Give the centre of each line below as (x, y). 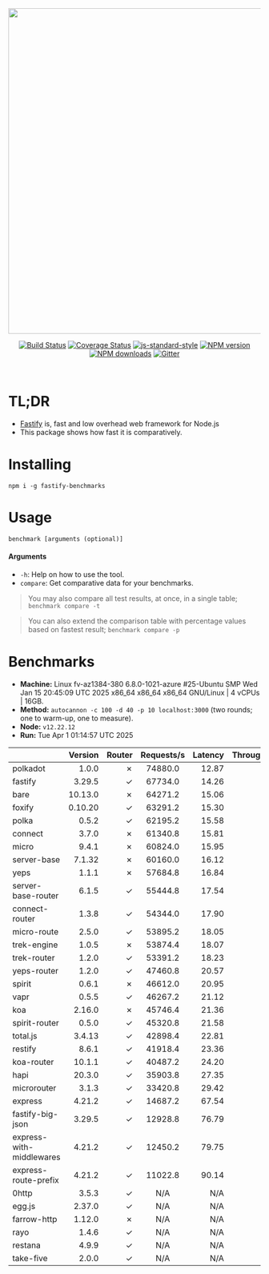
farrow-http (35, 1219)
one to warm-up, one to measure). (76, 718)
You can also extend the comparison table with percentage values (137, 621)
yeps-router (35, 970)
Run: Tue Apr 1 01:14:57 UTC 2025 (76, 735)
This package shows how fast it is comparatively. (101, 432)
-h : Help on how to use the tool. (72, 575)
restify (24, 1049)
